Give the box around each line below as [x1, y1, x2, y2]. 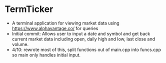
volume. [11, 41, 28, 47]
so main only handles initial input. [11, 51, 81, 58]
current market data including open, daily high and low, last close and [11, 36, 155, 42]
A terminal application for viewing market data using [11, 20, 119, 26]
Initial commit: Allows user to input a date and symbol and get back [11, 30, 150, 36]
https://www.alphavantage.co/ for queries [11, 25, 98, 31]
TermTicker [4, 3, 53, 15]
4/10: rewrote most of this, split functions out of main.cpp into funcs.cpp [11, 46, 161, 52]
